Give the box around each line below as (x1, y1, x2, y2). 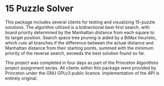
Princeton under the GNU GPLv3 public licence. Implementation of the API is (5, 70, 160, 76)
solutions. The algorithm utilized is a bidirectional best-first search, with (5, 24, 150, 30)
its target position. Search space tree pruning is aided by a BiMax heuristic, (5, 35, 157, 41)
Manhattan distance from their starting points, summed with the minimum (5, 45, 154, 51)
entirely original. (5, 75, 38, 81)
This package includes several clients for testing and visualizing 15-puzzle (5, 19, 156, 25)
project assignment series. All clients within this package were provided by (5, 64, 156, 71)
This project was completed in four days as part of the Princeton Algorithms (5, 60, 159, 65)
